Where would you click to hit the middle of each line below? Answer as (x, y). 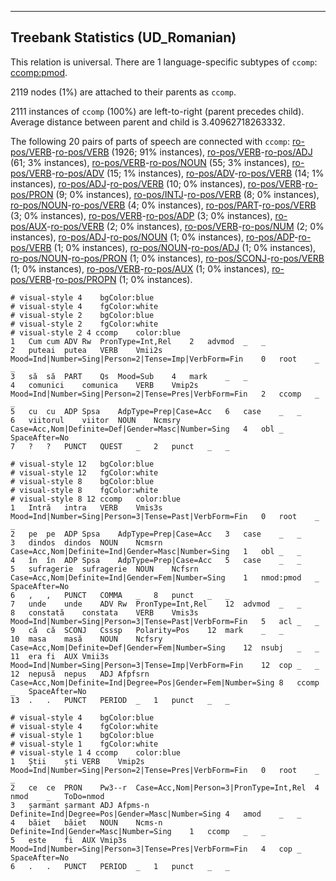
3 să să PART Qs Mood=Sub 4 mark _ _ (129, 376)
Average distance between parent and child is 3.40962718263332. (148, 122)
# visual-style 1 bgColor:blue (82, 735)
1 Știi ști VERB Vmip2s (77, 761)
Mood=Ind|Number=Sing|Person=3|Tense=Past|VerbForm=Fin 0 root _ (165, 516)
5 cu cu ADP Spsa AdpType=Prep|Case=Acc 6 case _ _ (156, 411)
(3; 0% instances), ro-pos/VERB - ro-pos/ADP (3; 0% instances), (141, 215)
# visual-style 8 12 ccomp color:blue (96, 499)
